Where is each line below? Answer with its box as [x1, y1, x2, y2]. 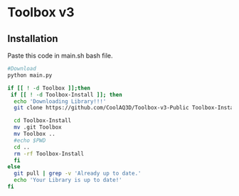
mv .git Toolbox [14, 124, 62, 131]
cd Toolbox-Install [14, 117, 72, 124]
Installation [7, 33, 58, 45]
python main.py [7, 72, 53, 79]
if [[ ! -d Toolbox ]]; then [7, 85, 91, 92]
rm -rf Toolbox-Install [14, 150, 84, 157]
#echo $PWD [14, 136, 46, 144]
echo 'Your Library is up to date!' [14, 177, 122, 184]
